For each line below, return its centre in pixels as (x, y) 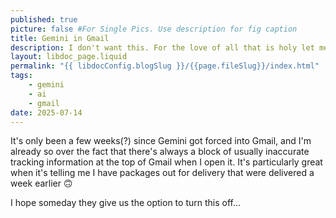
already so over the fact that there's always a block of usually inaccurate (160, 152)
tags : (21, 76)
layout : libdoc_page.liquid (69, 57)
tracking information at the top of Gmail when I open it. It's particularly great (166, 162)
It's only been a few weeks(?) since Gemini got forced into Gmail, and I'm (161, 141)
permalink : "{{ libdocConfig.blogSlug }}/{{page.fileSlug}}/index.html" (165, 66)
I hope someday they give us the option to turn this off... (126, 203)
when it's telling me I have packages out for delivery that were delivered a (162, 173)
